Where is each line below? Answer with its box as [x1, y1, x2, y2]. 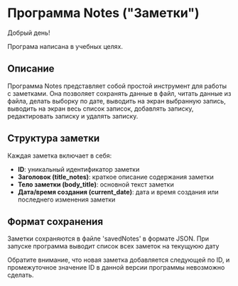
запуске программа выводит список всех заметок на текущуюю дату [7, 242, 220, 251]
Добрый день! [7, 28, 50, 37]
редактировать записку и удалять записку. [7, 111, 139, 120]
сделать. [7, 271, 34, 280]
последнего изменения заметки [17, 195, 116, 204]
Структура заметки [7, 133, 100, 145]
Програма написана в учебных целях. [7, 42, 123, 50]
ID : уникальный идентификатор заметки [17, 165, 140, 173]
